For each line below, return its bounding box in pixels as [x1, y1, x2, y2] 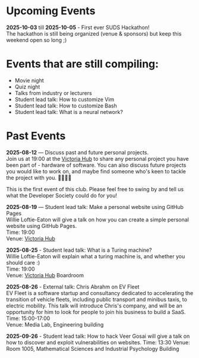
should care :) [6, 259, 40, 266]
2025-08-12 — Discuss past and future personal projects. [6, 148, 149, 156]
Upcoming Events [6, 4, 96, 18]
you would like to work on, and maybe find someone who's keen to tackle [6, 167, 186, 175]
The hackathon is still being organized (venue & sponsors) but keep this [6, 30, 182, 37]
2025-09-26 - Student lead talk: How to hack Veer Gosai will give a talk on [6, 332, 190, 340]
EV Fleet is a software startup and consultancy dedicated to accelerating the [6, 289, 194, 296]
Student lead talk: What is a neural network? [14, 108, 124, 115]
